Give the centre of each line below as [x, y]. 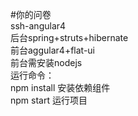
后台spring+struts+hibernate [69, 37]
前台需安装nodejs [46, 62]
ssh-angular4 [38, 26]
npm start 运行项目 [49, 100]
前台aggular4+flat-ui [52, 50]
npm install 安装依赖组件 [60, 87]
